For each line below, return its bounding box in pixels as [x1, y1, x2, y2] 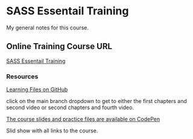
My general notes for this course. [6, 24, 89, 31]
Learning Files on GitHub [6, 86, 68, 93]
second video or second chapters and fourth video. [6, 104, 134, 111]
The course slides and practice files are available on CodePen [6, 116, 160, 123]
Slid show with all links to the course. [6, 127, 98, 134]
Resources [6, 72, 39, 80]
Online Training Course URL [6, 41, 113, 52]
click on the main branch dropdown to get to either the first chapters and [6, 98, 187, 105]
